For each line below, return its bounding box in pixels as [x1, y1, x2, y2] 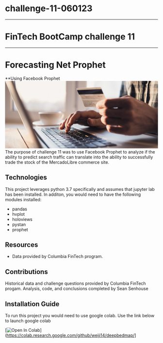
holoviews [12, 216, 33, 222]
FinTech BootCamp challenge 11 [5, 31, 135, 42]
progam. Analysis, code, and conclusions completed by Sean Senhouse [5, 286, 149, 292]
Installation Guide [5, 300, 60, 308]
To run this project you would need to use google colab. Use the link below [5, 313, 155, 319]
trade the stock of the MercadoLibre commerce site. [5, 159, 110, 165]
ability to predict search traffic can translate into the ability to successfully [5, 154, 153, 160]
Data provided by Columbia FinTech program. [12, 254, 103, 259]
